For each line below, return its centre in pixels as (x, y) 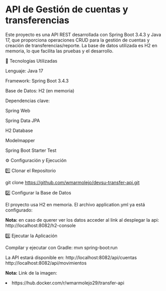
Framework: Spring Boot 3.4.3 (37, 81)
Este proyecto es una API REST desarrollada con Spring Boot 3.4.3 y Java (83, 34)
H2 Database (19, 130)
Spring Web (18, 110)
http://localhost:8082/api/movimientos (46, 263)
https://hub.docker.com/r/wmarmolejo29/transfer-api (68, 283)
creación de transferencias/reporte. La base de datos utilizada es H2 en (81, 45)
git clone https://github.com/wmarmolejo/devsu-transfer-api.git (72, 182)
